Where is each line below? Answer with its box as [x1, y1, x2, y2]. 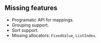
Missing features [4, 4, 57, 12]
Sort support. [11, 27, 39, 33]
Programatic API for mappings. [11, 17, 74, 22]
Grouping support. [11, 22, 50, 28]
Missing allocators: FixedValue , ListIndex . [11, 32, 97, 38]
